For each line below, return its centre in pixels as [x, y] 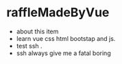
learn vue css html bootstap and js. [66, 38]
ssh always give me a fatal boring [63, 53]
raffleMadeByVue [58, 13]
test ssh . [29, 46]
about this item [37, 31]
